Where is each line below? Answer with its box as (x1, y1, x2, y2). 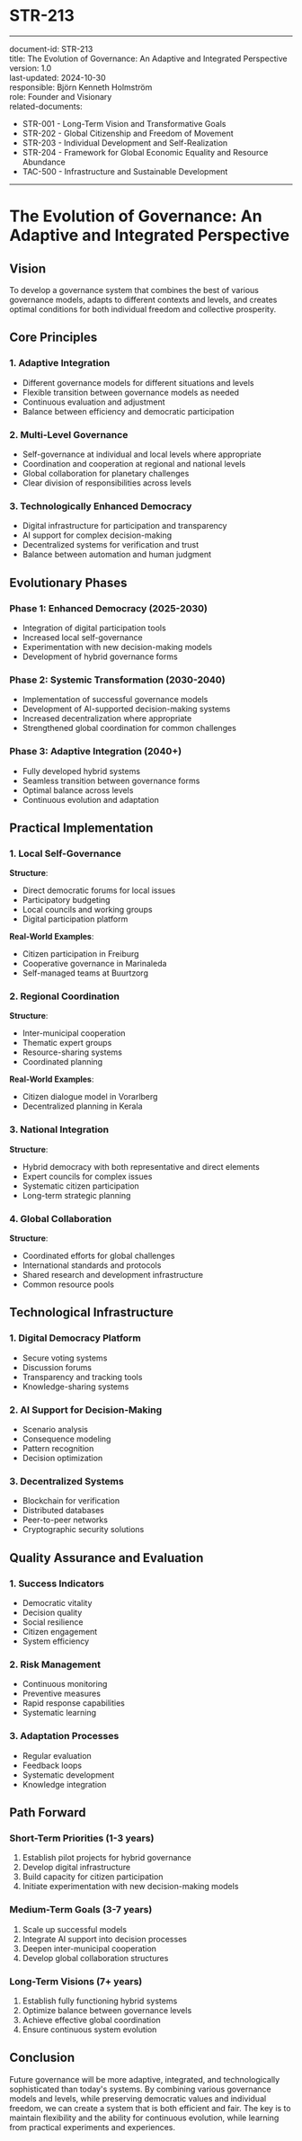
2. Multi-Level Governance (9, 428, 129, 441)
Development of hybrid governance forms (22, 651, 178, 662)
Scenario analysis (22, 1424, 88, 1435)
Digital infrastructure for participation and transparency (22, 521, 227, 531)
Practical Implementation (9, 820, 154, 835)
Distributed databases (22, 1505, 105, 1516)
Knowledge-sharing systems (22, 1381, 129, 1392)
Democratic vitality (22, 1598, 93, 1609)
